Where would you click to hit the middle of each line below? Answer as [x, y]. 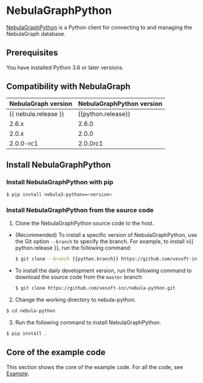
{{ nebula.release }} [37, 114]
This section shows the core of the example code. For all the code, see [95, 367]
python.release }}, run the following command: [73, 248]
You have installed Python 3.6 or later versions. [65, 67]
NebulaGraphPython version [120, 104]
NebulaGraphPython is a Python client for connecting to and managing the [99, 27]
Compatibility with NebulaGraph [68, 86]
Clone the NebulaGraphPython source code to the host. [85, 223]
